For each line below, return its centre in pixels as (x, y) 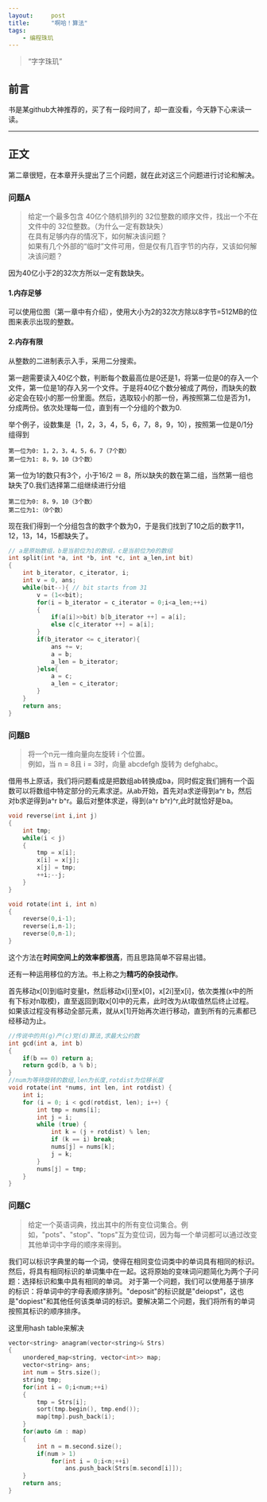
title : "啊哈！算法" (48, 23)
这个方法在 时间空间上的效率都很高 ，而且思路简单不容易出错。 (109, 957)
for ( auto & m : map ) (55, 1432)
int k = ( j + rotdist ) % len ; (101, 1132)
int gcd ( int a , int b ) (46, 1043)
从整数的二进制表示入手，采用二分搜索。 (74, 361)
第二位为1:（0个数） (37, 510)
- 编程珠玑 (38, 38)
